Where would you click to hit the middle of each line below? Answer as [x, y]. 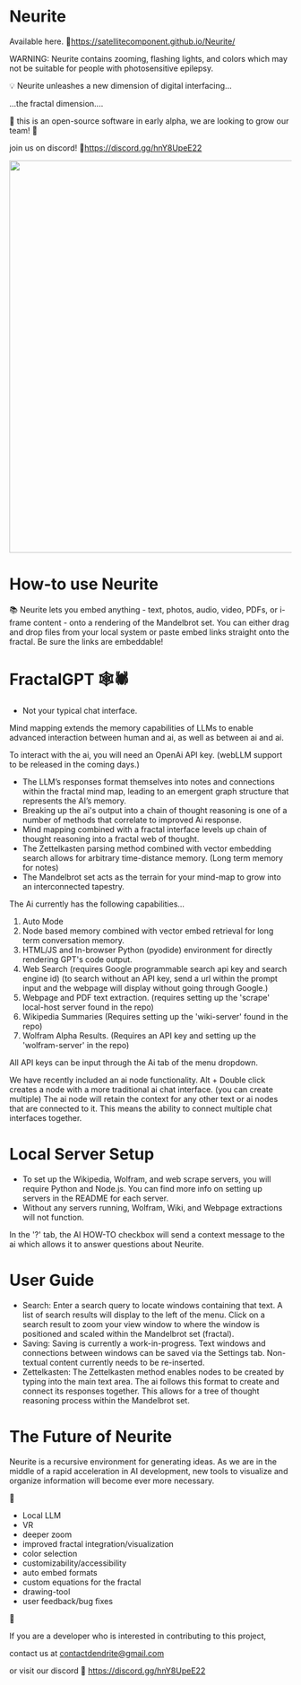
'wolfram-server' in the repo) [76, 1045]
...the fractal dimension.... [56, 103]
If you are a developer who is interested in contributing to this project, [138, 1636]
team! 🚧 [24, 130]
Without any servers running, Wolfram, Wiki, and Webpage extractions [152, 1207]
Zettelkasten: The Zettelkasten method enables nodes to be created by [153, 1372]
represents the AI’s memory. [74, 801]
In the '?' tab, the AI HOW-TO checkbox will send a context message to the [147, 1234]
